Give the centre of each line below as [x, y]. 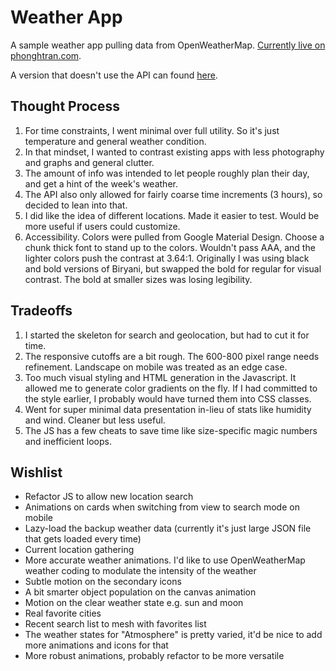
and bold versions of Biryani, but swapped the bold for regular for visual [173, 268]
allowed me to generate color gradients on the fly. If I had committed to [171, 388]
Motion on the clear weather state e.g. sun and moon [134, 603]
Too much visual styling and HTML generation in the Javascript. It [160, 377]
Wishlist [36, 472]
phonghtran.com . [46, 55]
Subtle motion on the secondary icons [103, 582]
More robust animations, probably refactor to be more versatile [154, 656]
